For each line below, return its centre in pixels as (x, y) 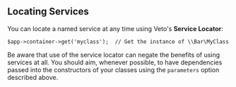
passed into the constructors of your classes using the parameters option (113, 69)
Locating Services (48, 12)
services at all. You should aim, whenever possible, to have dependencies (115, 62)
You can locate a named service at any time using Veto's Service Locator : (116, 28)
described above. (33, 77)
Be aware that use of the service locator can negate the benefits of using (114, 54)
